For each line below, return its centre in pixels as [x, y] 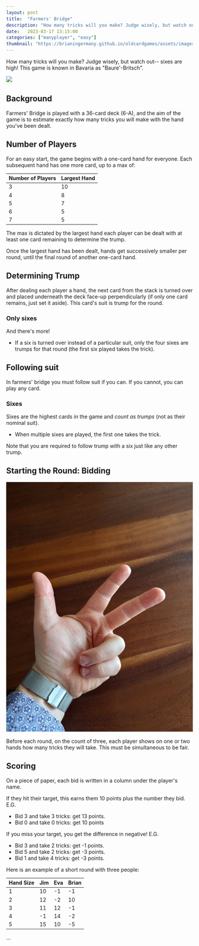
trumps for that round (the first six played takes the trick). [85, 349]
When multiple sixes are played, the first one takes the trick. [88, 434]
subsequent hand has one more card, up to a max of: [71, 165]
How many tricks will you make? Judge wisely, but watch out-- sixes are [94, 62]
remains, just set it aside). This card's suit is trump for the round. [85, 302]
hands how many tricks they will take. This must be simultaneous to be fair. [98, 747]
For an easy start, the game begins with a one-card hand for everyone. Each [99, 159]
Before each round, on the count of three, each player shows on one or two [98, 741]
